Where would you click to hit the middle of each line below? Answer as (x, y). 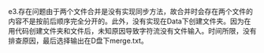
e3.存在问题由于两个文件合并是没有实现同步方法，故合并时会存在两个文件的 (131, 11)
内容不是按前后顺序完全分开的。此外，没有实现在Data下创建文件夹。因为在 (130, 21)
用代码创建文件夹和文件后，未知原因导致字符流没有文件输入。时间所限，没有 (132, 31)
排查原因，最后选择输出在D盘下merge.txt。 (78, 41)
